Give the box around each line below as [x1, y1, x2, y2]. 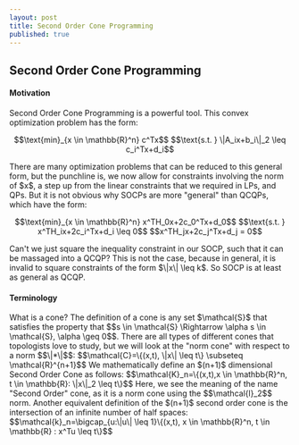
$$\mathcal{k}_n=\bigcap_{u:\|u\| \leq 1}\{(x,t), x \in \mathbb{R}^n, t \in [9, 416, 270, 427]
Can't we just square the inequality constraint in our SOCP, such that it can [9, 243, 284, 254]
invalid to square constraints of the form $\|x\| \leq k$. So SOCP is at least [9, 262, 282, 273]
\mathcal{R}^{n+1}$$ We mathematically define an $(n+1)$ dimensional [9, 359, 273, 371]
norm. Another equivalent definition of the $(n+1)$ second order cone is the [9, 398, 288, 408]
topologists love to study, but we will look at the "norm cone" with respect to [9, 340, 290, 351]
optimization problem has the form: [9, 117, 138, 128]
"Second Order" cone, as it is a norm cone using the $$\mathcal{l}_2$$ [9, 388, 272, 399]
